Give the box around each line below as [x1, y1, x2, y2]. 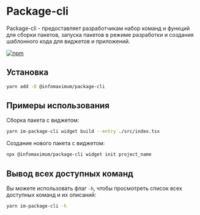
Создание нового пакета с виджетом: [6, 140, 105, 147]
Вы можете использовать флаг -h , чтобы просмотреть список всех [6, 185, 182, 192]
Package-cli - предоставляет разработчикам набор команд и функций [6, 25, 190, 32]
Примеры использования [6, 100, 110, 111]
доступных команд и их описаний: [6, 191, 97, 198]
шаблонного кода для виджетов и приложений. [6, 37, 130, 45]
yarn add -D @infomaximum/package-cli [6, 83, 105, 89]
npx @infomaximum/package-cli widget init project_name [6, 151, 152, 157]
